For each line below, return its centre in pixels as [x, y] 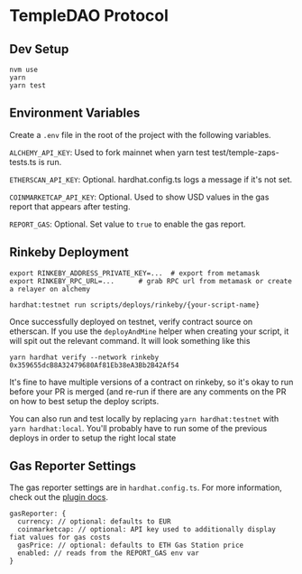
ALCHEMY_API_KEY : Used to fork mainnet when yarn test [110, 152]
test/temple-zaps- [245, 152]
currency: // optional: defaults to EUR [94, 522]
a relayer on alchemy [50, 289]
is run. [50, 162]
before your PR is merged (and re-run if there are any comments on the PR [148, 391]
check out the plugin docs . [59, 497]
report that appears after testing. [70, 206]
